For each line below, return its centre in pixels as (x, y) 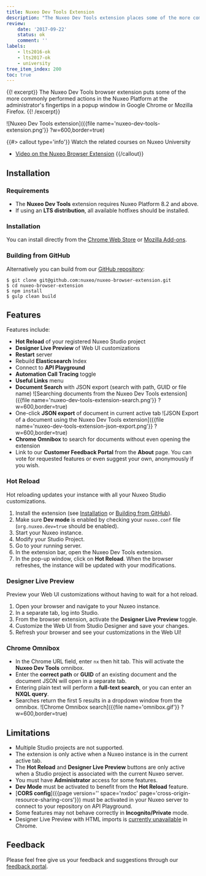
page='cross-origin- (165, 793)
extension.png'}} (28, 130)
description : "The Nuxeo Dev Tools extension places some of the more (98, 18)
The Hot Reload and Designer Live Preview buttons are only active (100, 767)
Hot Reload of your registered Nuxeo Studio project (80, 341)
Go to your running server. (48, 546)
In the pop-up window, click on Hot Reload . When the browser (94, 558)
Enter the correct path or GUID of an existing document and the (96, 674)
